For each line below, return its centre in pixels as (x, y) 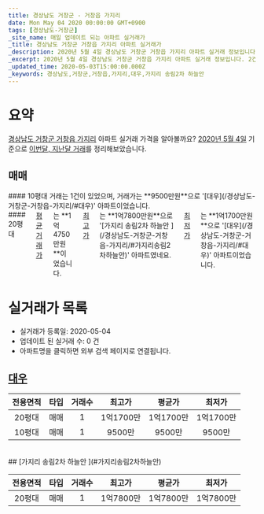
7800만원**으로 (148, 216)
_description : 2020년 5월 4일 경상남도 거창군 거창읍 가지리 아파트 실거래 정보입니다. (134, 52)
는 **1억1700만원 (226, 216)
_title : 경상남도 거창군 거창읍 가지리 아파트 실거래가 (85, 45)
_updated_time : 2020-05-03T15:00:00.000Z (77, 67)
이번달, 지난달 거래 (57, 148)
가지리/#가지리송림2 (140, 246)
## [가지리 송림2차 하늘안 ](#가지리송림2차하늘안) (85, 462)
